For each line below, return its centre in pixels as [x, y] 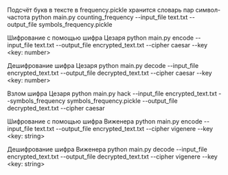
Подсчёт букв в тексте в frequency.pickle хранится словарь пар [101, 10]
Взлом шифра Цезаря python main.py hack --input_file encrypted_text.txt [112, 93]
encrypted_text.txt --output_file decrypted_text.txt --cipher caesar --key [110, 73]
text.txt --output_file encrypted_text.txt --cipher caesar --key [121, 45]
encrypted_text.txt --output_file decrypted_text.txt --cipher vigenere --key [112, 156]
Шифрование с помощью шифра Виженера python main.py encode [105, 121]
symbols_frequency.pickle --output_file [122, 101]
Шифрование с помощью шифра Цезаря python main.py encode [101, 38]
